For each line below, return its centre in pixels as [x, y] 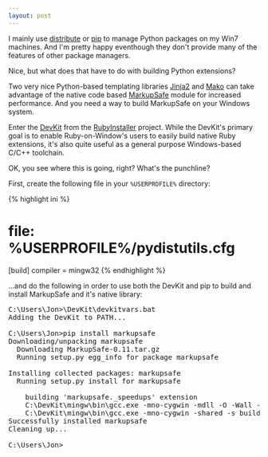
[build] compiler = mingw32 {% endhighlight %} [87, 270]
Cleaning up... [38, 429]
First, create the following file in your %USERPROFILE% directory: [109, 183]
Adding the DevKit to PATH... [67, 317]
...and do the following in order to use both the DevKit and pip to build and [130, 286]
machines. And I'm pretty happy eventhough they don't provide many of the [133, 47]
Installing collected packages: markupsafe [95, 373]
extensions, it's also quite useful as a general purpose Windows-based [125, 144]
